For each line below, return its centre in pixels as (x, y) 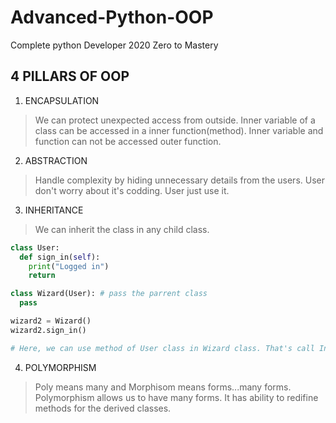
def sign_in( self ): (60, 257)
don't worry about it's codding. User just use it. (132, 190)
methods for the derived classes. (103, 408)
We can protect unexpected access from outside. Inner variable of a (175, 120)
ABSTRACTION (56, 160)
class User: (35, 247)
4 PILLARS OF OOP (70, 76)
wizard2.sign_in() (48, 330)
